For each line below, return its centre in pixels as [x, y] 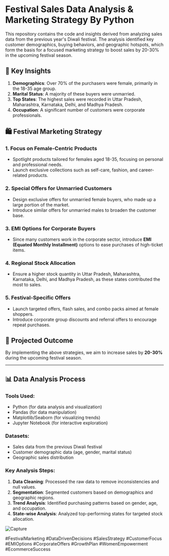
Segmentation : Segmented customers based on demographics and [83, 492]
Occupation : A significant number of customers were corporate [78, 110]
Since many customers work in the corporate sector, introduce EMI [82, 239]
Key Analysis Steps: [30, 471]
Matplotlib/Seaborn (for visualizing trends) [56, 418]
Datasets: [17, 436]
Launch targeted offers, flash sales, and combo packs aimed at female [86, 309]
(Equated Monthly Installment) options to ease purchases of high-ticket [88, 245]
